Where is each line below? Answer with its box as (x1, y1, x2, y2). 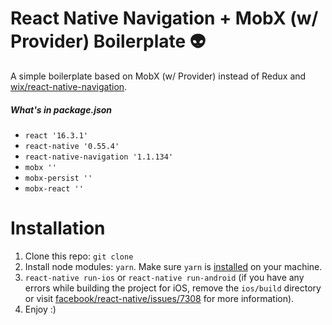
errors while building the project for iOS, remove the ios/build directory (24, 282, 322, 294)
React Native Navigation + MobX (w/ (10, 7, 319, 30)
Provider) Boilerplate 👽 (10, 30, 207, 53)
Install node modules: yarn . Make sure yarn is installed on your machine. (24, 260, 323, 272)
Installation (10, 217, 106, 240)
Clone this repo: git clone (24, 250, 134, 262)
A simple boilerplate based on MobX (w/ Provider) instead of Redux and (10, 70, 307, 82)
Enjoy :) (24, 303, 57, 315)
